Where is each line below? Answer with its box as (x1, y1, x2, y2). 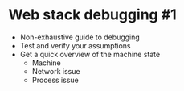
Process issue (31, 75, 79, 85)
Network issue (31, 66, 80, 76)
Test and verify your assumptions (19, 40, 131, 50)
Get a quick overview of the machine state (19, 49, 161, 59)
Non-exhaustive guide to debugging (19, 32, 141, 42)
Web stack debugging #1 (8, 6, 177, 24)
